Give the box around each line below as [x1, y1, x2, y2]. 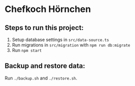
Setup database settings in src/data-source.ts [12, 36, 109, 42]
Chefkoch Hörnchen [5, 3, 91, 15]
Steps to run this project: [5, 23, 84, 32]
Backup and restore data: [5, 61, 86, 70]
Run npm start [12, 47, 42, 53]
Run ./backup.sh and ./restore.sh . [5, 75, 77, 81]
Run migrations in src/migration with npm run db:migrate [12, 42, 130, 48]
